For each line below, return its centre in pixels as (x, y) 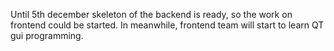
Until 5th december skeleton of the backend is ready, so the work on (151, 14)
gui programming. (47, 35)
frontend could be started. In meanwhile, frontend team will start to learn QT (167, 25)
